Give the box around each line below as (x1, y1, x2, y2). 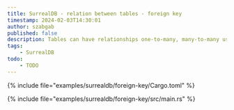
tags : (7, 42, 23, 49)
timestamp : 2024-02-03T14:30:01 (7, 17, 101, 24)
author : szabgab (7, 23, 54, 30)
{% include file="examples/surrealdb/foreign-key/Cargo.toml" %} (7, 81, 195, 89)
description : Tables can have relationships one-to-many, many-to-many (7, 36, 219, 43)
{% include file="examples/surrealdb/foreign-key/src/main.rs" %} (7, 95, 196, 103)
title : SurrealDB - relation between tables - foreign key (7, 10, 182, 17)
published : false (7, 29, 58, 37)
